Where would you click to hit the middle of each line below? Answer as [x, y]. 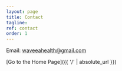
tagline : [17, 22]
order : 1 [17, 34]
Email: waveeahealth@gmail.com [46, 50]
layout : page [22, 12]
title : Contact [25, 17]
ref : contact [22, 28]
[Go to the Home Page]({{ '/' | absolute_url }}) [61, 62]
